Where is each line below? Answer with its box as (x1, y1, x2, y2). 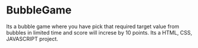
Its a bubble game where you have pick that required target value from (6, 23, 180, 30)
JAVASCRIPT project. (6, 35, 58, 42)
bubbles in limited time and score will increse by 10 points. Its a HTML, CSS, (6, 29, 193, 36)
